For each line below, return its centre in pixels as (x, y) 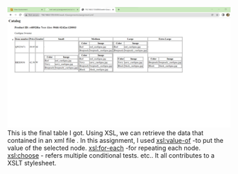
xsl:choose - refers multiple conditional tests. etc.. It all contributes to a (111, 155)
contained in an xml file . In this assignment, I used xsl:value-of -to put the (115, 140)
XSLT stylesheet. (32, 163)
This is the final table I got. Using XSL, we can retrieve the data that (106, 133)
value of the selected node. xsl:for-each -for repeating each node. (104, 148)
